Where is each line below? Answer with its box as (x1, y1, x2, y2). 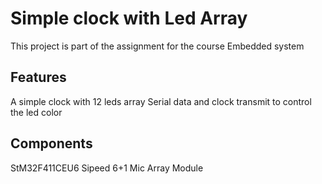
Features (10, 69, 67, 86)
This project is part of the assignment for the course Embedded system (10, 40, 305, 52)
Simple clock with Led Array (10, 7, 248, 30)
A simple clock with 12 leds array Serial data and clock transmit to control (10, 95, 312, 107)
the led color (10, 106, 63, 118)
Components (10, 135, 93, 152)
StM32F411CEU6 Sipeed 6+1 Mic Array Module (10, 162, 204, 174)
